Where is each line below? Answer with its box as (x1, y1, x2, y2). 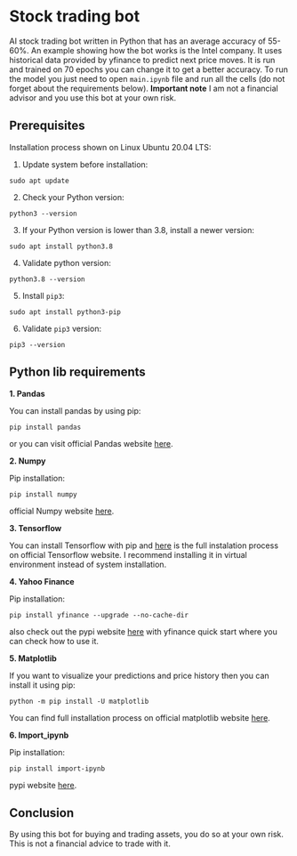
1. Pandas (9, 388, 46, 399)
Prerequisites (9, 118, 85, 133)
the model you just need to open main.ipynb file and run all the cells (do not (9, 73, 285, 84)
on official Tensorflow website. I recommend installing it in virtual (9, 549, 247, 560)
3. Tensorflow (9, 522, 62, 533)
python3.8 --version (9, 274, 86, 284)
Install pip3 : (21, 290, 65, 301)
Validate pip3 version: (21, 323, 102, 334)
